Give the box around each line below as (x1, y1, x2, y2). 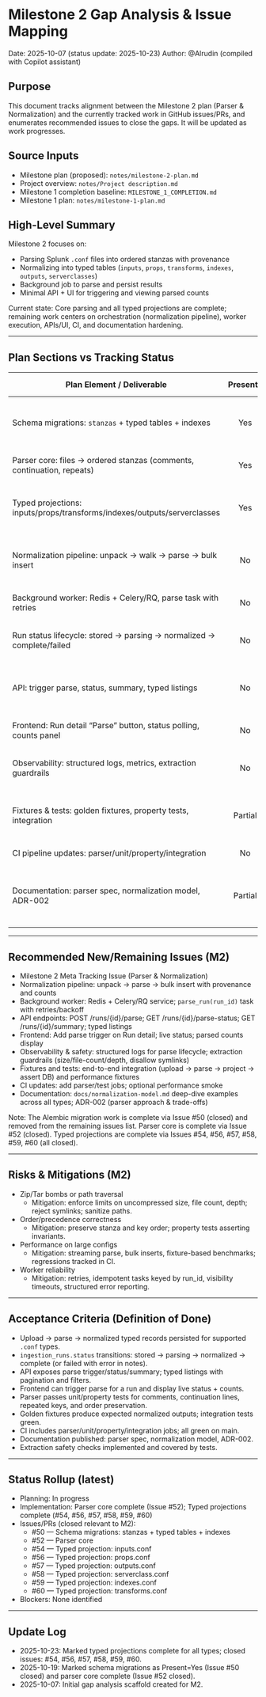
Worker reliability (19, 1265, 75, 1274)
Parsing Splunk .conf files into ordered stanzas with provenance (19, 255, 230, 264)
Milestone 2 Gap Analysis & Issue (8, 6, 232, 24)
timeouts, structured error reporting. (31, 1281, 150, 1291)
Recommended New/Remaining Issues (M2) (8, 950, 230, 963)
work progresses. (8, 126, 66, 135)
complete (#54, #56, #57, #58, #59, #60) (19, 1510, 153, 1520)
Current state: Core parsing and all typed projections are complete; (8, 303, 227, 313)
